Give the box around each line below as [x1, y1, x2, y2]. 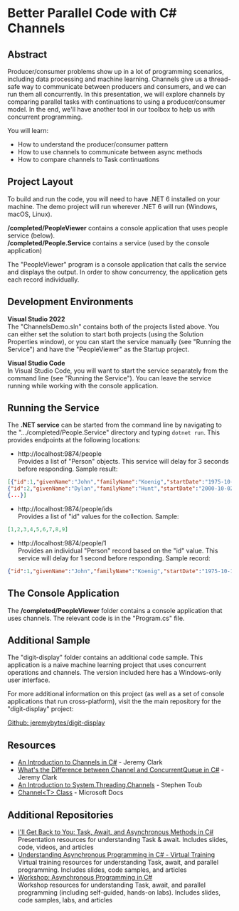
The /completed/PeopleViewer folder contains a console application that [7, 606, 223, 614]
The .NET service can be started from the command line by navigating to [7, 421, 222, 430]
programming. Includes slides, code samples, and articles [17, 865, 187, 874]
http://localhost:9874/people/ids [17, 505, 112, 513]
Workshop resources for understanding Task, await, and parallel [17, 880, 206, 890]
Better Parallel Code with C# [7, 5, 177, 21]
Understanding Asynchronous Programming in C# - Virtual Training [17, 851, 216, 859]
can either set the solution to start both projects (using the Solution [7, 329, 204, 339]
